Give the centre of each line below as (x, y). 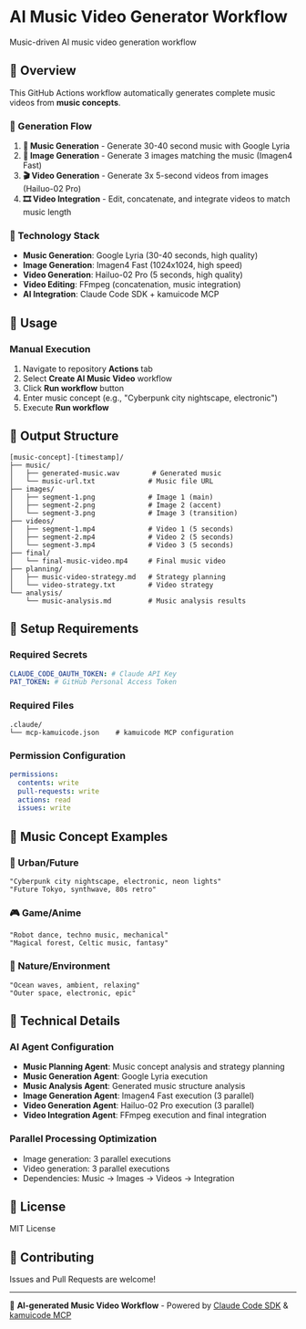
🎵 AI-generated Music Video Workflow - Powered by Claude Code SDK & (149, 1305)
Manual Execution (50, 348)
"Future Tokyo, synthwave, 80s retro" (83, 889)
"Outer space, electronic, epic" (73, 993)
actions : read (44, 800)
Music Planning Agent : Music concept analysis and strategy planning (153, 1067)
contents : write (48, 783)
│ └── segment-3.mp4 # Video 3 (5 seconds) (122, 545)
